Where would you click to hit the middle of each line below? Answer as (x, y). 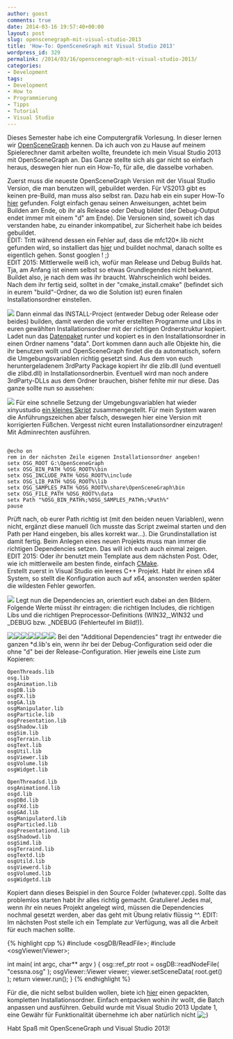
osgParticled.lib (32, 825)
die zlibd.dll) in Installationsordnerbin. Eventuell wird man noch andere (108, 373)
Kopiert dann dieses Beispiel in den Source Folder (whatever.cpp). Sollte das (117, 892)
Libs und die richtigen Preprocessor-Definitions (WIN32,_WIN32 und (105, 614)
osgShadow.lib (28, 727)
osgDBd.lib (23, 800)
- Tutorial (23, 111)
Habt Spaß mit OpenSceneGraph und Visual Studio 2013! (89, 1028)
